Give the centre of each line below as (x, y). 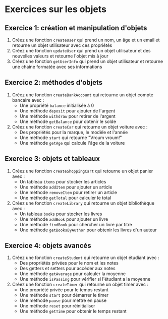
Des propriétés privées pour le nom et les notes (69, 263)
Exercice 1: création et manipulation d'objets (76, 28)
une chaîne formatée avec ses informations (57, 67)
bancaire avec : (28, 100)
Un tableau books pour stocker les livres (61, 214)
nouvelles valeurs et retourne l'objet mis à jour (60, 56)
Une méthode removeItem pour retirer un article (68, 192)
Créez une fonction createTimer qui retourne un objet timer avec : (80, 284)
